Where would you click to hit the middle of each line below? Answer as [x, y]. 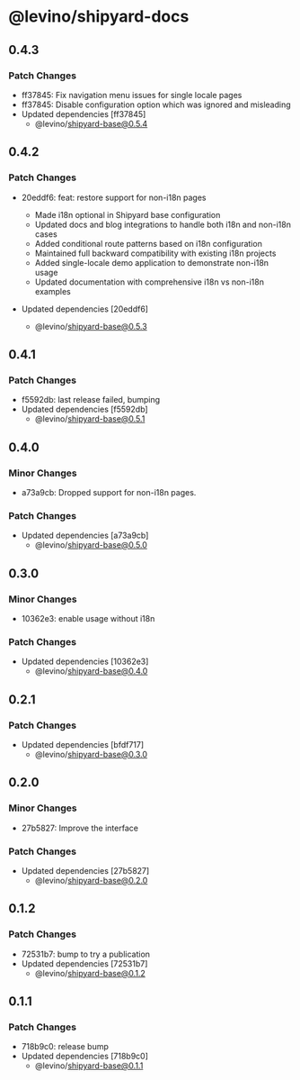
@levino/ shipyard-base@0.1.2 [90, 973]
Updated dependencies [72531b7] [84, 963]
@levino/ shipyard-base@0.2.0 [91, 880]
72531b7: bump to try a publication [85, 954]
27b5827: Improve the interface [79, 828]
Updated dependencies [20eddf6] [85, 309]
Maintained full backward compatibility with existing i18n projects [155, 253]
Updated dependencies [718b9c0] [85, 1057]
